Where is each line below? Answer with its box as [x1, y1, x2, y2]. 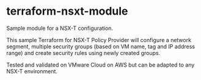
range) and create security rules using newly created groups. [6, 49, 161, 56]
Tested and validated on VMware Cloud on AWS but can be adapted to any [6, 61, 195, 68]
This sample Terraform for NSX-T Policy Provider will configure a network [6, 36, 191, 43]
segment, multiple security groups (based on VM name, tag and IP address [6, 43, 196, 50]
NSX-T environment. [6, 67, 58, 75]
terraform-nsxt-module [6, 4, 128, 18]
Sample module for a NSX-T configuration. [6, 24, 114, 32]
